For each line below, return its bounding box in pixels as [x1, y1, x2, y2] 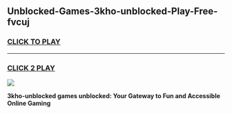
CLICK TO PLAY [7, 37, 61, 47]
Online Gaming [7, 99, 51, 107]
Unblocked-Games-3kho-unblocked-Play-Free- [7, 6, 218, 17]
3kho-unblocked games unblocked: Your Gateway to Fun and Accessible [7, 91, 221, 99]
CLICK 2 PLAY [7, 63, 55, 73]
